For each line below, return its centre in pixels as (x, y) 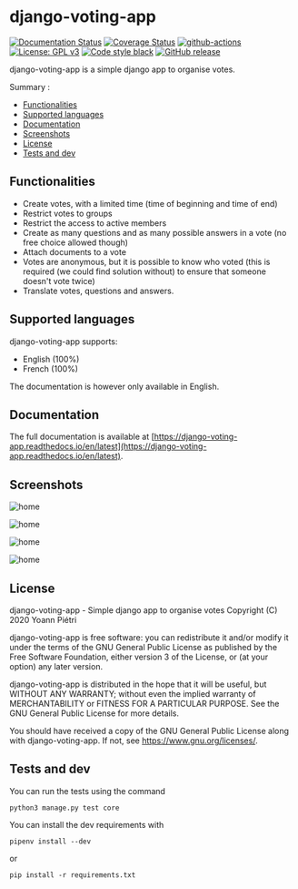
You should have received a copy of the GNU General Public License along (149, 731)
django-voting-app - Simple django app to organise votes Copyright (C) (144, 610)
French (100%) (50, 368)
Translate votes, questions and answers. (98, 291)
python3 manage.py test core (65, 808)
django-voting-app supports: (64, 341)
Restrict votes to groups (68, 213)
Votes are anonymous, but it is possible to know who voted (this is (146, 261)
